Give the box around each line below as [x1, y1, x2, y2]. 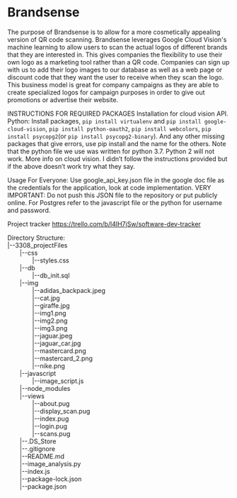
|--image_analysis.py [20, 459, 81, 468]
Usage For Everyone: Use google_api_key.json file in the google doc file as [7, 175, 225, 184]
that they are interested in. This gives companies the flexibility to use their [7, 50, 223, 59]
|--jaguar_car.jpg [32, 338, 81, 348]
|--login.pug [32, 421, 68, 430]
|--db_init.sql [32, 271, 70, 280]
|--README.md [20, 452, 65, 460]
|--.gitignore [20, 444, 55, 453]
